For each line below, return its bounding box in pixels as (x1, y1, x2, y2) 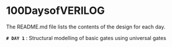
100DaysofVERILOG (6, 4, 105, 17)
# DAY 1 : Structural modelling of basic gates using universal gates (6, 34, 166, 41)
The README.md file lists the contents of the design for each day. (6, 23, 166, 30)
